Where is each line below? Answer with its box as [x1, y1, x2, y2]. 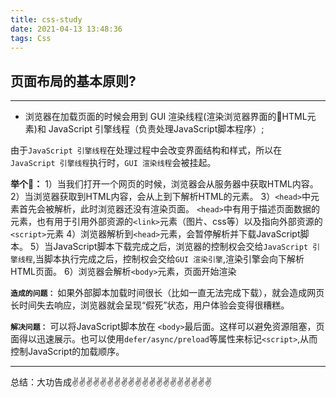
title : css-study [10, 14, 83, 25]
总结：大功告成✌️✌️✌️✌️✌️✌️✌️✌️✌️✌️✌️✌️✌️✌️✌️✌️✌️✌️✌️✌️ [10, 376, 212, 388]
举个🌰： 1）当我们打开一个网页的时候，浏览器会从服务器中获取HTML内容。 [10, 178, 319, 190]
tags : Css [10, 33, 52, 43]
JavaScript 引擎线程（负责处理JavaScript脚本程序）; [48, 123, 265, 135]
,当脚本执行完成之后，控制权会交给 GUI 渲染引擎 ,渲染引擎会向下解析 [32, 253, 305, 265]
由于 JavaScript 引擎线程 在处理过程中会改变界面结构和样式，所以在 [10, 144, 283, 156]
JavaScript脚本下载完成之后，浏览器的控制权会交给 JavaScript [53, 241, 309, 253]
